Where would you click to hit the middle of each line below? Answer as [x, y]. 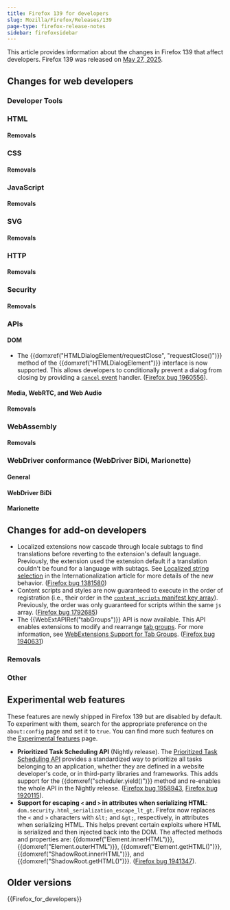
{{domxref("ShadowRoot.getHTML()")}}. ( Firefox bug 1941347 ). [107, 861]
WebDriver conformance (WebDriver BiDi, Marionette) [99, 461]
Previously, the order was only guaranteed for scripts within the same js [119, 605]
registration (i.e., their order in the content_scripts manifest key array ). [117, 598]
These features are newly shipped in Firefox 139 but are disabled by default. [115, 716]
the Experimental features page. [53, 738]
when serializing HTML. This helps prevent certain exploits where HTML [119, 824]
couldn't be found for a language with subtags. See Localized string [113, 568]
